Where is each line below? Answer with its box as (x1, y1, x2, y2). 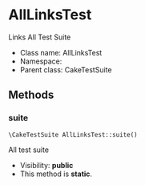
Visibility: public (19, 160, 74, 170)
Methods (8, 88, 54, 102)
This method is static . (19, 169, 93, 179)
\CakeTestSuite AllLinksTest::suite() (8, 130, 138, 138)
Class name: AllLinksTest (19, 47, 103, 57)
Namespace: (19, 56, 62, 66)
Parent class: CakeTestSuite (19, 64, 112, 74)
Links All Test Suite (8, 32, 71, 42)
